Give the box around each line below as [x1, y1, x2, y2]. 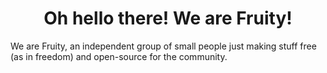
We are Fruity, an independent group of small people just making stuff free [10, 40, 317, 52]
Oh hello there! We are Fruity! [43, 7, 293, 30]
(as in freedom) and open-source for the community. [10, 50, 228, 62]
